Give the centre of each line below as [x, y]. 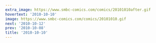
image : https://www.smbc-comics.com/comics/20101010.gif [66, 19]
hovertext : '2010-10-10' [31, 14]
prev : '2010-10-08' [25, 28]
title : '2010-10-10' [27, 33]
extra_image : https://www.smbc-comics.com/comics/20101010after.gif [78, 10]
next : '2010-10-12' [25, 23]
